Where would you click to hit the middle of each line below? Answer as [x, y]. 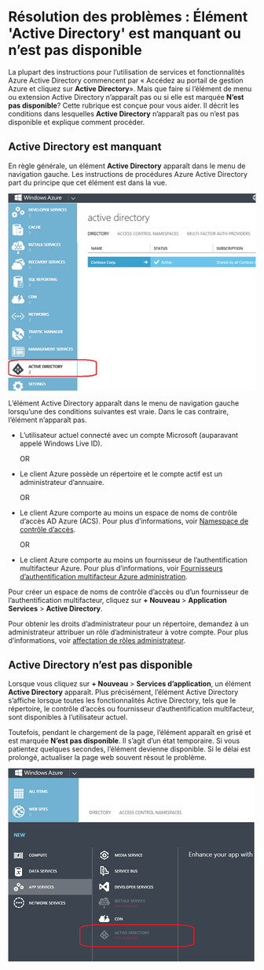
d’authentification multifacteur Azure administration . [104, 576]
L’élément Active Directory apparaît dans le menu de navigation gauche [124, 403]
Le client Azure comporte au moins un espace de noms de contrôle [128, 513]
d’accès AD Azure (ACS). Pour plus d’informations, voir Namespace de [134, 521]
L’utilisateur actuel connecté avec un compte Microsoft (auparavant [128, 435]
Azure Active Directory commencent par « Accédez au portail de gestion [126, 80]
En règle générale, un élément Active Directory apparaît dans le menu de [127, 166]
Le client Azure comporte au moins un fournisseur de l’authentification [133, 560]
